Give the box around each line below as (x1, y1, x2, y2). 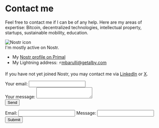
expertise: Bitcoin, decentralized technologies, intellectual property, (5, 24, 142, 30)
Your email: (5, 81, 28, 87)
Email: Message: (5, 110, 97, 116)
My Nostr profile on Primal (12, 54, 66, 60)
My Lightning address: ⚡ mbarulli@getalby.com (12, 60, 107, 65)
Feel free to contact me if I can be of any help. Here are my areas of (5, 19, 142, 25)
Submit (7, 117, 21, 122)
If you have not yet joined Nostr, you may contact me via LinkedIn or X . (5, 71, 148, 77)
